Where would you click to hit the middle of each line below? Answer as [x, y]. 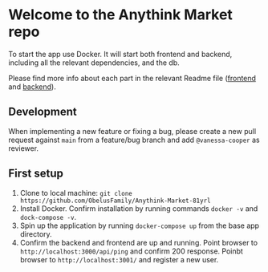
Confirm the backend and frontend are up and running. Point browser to [139, 242]
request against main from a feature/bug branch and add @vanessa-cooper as [134, 140]
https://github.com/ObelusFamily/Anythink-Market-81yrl [115, 201]
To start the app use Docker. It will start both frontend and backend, [120, 54]
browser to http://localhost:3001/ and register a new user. [119, 259]
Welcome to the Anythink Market [120, 15]
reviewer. [23, 148]
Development [43, 112]
